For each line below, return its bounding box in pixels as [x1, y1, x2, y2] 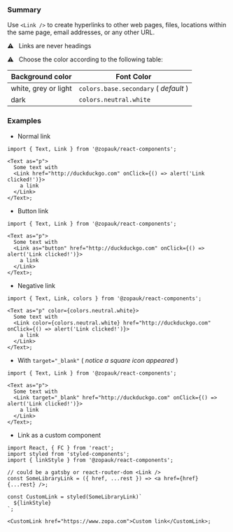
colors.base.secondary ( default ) [78, 84, 189, 94]
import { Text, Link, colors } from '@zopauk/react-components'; [7, 295, 202, 302]
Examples [7, 116, 42, 126]
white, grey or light [10, 84, 72, 94]
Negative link [17, 281, 56, 289]
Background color [10, 72, 72, 82]
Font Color [115, 72, 152, 82]
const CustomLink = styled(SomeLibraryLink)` [7, 493, 142, 501]
